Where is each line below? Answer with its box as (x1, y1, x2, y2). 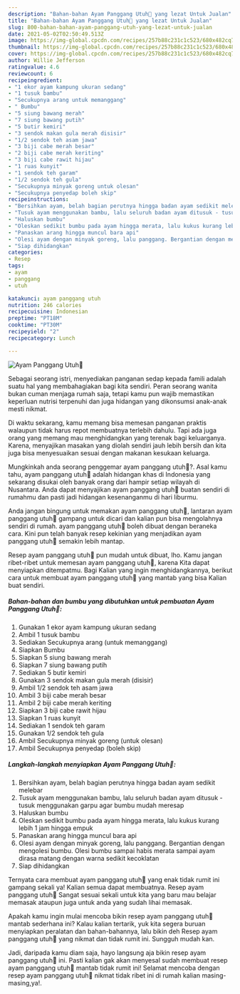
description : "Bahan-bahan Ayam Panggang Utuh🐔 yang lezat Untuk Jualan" (8, 10, 232, 18)
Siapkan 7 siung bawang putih (18, 661, 108, 669)
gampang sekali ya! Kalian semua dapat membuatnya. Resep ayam (8, 883, 204, 891)
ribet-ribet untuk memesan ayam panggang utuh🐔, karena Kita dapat (8, 558, 210, 566)
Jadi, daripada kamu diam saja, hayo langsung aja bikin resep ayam (8, 948, 207, 957)
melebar (18, 785, 43, 794)
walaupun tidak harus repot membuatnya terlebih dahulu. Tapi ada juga (8, 425, 216, 435)
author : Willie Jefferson (8, 57, 85, 64)
